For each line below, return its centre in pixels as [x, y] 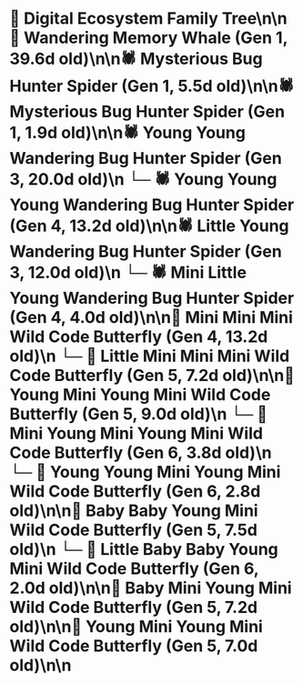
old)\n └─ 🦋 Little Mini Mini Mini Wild [150, 356]
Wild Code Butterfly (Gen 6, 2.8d [135, 492]
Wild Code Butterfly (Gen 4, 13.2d [139, 337]
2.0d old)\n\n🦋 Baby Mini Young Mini [151, 588]
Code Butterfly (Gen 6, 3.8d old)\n [141, 453]
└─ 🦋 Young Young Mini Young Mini [145, 472]
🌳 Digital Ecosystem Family [114, 19]
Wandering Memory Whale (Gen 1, [156, 38]
